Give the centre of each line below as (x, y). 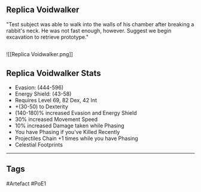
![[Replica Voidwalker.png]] (40, 54)
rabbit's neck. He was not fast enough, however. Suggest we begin (89, 31)
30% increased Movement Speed (56, 120)
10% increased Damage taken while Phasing (69, 126)
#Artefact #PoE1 (26, 183)
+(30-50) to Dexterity (42, 106)
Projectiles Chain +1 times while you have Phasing (77, 138)
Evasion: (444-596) (39, 88)
